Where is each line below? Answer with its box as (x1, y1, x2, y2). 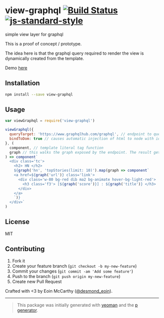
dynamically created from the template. (5, 55, 84, 61)
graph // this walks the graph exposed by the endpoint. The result (9, 150, 152, 155)
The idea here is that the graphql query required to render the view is (5, 50, 144, 56)
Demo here (5, 65, 28, 71)
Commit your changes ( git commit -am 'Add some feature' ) (12, 268, 133, 274)
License (5, 218, 30, 226)
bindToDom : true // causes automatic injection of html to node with (9, 137, 154, 141)
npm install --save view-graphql (5, 92, 73, 97)
